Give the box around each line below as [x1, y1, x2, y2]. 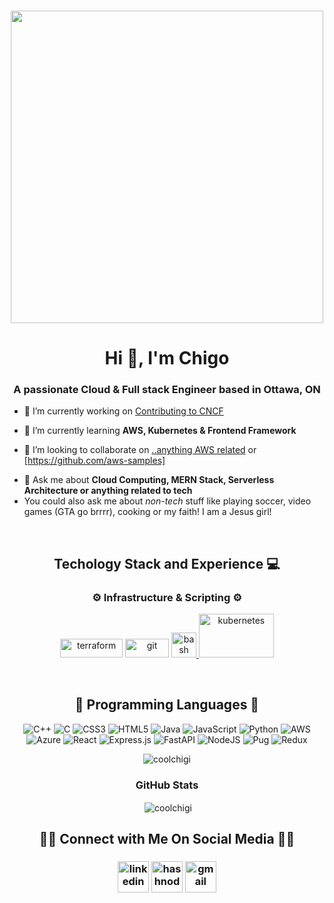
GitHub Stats [135, 778, 199, 792]
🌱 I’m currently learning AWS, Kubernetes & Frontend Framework [23, 425, 297, 437]
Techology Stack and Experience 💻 [53, 555, 281, 572]
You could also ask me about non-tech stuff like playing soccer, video [23, 495, 312, 507]
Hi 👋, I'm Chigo [104, 347, 230, 370]
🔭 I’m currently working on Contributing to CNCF [23, 405, 224, 417]
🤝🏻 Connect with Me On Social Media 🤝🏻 [38, 831, 296, 848]
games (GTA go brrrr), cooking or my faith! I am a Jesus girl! [23, 506, 272, 518]
